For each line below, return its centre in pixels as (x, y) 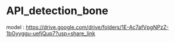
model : (15, 27)
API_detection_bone (57, 11)
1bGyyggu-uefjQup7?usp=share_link (51, 33)
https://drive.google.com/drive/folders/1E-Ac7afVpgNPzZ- (97, 27)
